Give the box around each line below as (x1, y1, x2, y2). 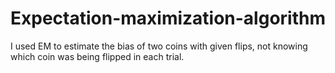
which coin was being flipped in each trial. (10, 50, 185, 62)
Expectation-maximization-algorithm (10, 7, 326, 30)
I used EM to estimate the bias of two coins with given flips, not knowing (10, 40, 308, 52)
